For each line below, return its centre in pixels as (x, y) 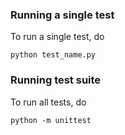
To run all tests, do (48, 102)
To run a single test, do (57, 37)
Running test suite (56, 80)
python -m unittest (51, 120)
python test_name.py (53, 55)
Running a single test (62, 15)
